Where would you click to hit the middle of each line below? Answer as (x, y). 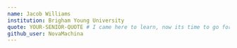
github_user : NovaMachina (45, 34)
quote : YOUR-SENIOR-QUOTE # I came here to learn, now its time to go (113, 27)
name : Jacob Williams (39, 14)
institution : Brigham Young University (66, 20)
